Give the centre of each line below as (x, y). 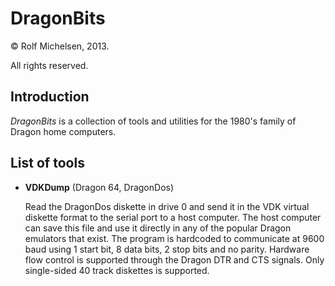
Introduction (50, 97)
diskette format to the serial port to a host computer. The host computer (173, 217)
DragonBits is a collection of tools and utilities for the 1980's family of (153, 121)
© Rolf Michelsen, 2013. (60, 46)
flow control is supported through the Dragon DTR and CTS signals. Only (174, 259)
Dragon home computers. (63, 131)
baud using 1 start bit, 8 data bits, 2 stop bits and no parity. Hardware (167, 249)
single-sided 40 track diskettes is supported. (117, 270)
